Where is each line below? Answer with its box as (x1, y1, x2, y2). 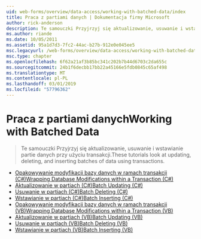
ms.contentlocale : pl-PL (6, 75, 68, 81)
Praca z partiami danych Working (6, 112, 172, 126)
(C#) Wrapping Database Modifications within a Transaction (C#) (14, 175, 173, 182)
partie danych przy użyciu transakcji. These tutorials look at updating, (20, 151, 191, 158)
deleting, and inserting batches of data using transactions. (20, 157, 165, 164)
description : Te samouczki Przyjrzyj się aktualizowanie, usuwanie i (6, 25, 184, 32)
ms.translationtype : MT (6, 70, 66, 76)
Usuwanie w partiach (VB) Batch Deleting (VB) (14, 219, 128, 227)
